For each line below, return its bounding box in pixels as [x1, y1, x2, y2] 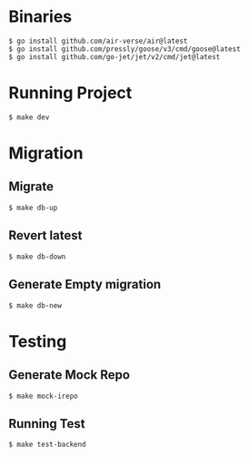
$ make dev [8, 112, 50, 122]
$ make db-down [8, 252, 66, 261]
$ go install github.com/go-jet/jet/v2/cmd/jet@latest [8, 52, 221, 61]
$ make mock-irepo [8, 391, 78, 401]
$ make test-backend [8, 440, 87, 450]
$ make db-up [8, 203, 58, 212]
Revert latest [8, 228, 83, 243]
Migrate [8, 179, 54, 195]
